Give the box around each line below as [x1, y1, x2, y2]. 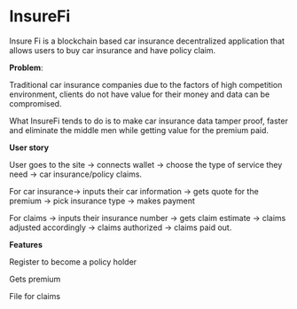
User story [9, 142, 50, 153]
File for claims [9, 290, 60, 301]
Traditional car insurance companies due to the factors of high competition [9, 79, 283, 90]
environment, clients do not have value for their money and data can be [9, 89, 270, 99]
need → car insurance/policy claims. [9, 169, 143, 179]
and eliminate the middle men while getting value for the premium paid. [9, 124, 269, 135]
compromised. [9, 98, 62, 108]
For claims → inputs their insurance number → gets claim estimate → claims [9, 212, 286, 223]
